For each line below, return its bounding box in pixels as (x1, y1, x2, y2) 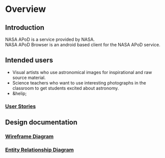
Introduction (5, 23, 45, 32)
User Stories (5, 103, 36, 110)
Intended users (5, 56, 53, 65)
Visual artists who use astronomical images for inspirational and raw (12, 69, 153, 75)
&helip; (12, 90, 27, 96)
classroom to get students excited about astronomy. (12, 85, 119, 91)
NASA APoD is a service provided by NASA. (5, 36, 95, 42)
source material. (12, 75, 46, 80)
